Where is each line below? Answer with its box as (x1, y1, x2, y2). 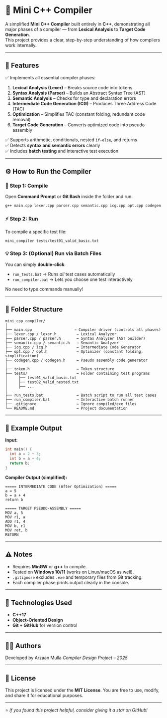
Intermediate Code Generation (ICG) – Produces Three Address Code (12, 100, 157, 106)
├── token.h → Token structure (5, 366, 114, 371)
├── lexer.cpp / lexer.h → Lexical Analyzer (5, 331, 117, 336)
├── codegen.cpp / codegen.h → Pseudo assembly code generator (5, 358, 148, 363)
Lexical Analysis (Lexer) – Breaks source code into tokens (12, 84, 133, 90)
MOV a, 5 (5, 510, 23, 515)
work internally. (5, 42, 37, 48)
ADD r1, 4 (5, 519, 26, 524)
